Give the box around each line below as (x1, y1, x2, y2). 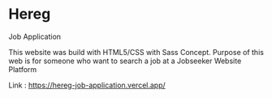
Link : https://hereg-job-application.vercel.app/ (8, 80, 166, 90)
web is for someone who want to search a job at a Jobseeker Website (8, 56, 242, 66)
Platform (8, 64, 37, 74)
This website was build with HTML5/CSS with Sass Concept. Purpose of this (8, 47, 264, 57)
